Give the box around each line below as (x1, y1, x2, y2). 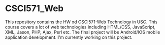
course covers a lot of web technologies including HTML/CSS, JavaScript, (5, 24, 156, 30)
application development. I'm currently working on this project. (5, 34, 132, 40)
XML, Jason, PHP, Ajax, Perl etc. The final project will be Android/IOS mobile (5, 29, 160, 35)
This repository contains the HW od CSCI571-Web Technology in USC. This (5, 19, 158, 25)
